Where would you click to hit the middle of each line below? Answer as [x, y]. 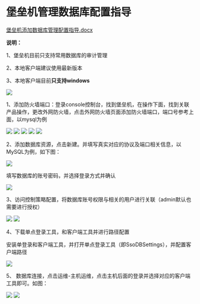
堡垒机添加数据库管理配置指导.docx [50, 30]
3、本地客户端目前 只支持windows [48, 80]
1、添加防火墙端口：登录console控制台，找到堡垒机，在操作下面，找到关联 [98, 104]
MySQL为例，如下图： [34, 151]
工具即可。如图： [27, 283]
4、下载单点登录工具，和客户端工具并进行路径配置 [68, 232]
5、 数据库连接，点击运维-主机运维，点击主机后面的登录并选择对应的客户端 [98, 275]
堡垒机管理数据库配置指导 [69, 12]
